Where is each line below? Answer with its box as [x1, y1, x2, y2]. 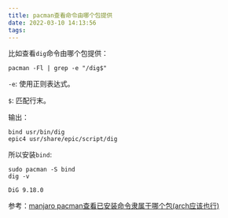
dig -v [8, 172, 30, 181]
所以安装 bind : [8, 150, 53, 160]
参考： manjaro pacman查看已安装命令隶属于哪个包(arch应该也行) [8, 201, 220, 211]
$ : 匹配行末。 [8, 96, 51, 105]
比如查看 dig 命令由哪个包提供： [8, 49, 108, 58]
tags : [8, 26, 26, 34]
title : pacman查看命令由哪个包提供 [8, 11, 112, 20]
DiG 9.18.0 [8, 187, 44, 194]
